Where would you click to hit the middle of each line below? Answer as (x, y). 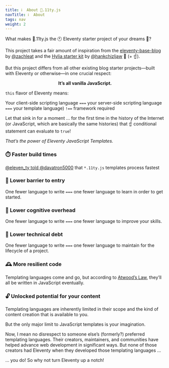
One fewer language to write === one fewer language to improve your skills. (84, 221)
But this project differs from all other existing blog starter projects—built (80, 68)
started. (13, 197)
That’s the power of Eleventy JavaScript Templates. (59, 141)
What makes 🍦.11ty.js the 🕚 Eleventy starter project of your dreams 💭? (78, 39)
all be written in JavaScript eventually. (45, 283)
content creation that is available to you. (47, 315)
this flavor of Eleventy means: (37, 93)
